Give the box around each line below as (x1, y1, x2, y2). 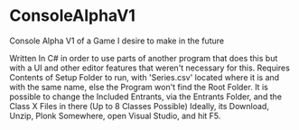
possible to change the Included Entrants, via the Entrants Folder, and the (9, 91, 283, 102)
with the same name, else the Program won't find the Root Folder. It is (9, 81, 268, 92)
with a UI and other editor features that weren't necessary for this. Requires (9, 62, 291, 73)
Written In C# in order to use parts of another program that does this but (9, 52, 278, 63)
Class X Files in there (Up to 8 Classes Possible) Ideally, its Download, (9, 100, 269, 111)
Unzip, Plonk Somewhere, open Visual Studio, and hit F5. (9, 110, 221, 121)
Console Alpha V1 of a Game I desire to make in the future (9, 35, 224, 46)
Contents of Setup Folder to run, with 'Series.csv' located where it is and (9, 71, 280, 82)
